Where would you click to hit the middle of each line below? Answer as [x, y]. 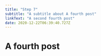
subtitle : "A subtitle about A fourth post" [51, 14]
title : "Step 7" [21, 9]
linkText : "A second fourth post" [40, 18]
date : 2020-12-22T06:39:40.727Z [38, 23]
